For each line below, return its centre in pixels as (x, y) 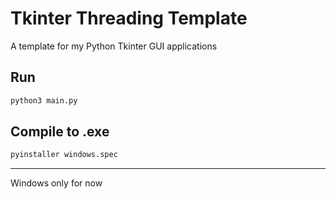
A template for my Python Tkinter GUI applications (114, 46)
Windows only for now (56, 183)
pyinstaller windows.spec (64, 155)
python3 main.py (44, 100)
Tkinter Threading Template (129, 18)
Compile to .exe (60, 132)
